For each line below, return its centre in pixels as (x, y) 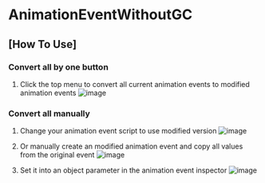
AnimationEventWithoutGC (101, 15)
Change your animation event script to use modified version (118, 131)
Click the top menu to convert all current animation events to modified (134, 84)
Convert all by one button (59, 67)
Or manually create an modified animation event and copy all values (131, 146)
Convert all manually (49, 113)
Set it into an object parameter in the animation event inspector (123, 170)
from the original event (57, 155)
